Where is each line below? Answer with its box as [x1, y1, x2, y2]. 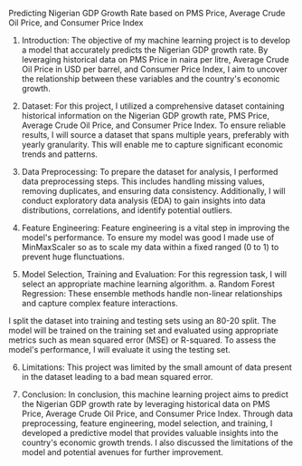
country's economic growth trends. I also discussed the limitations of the [21, 437, 294, 448]
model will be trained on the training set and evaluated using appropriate [8, 325, 279, 335]
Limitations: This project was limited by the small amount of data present [21, 362, 293, 373]
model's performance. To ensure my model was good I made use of [21, 232, 275, 243]
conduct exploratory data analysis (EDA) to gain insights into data [21, 195, 266, 206]
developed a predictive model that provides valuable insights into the [21, 428, 279, 438]
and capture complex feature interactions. [21, 298, 178, 308]
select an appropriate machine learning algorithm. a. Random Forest [21, 278, 275, 289]
